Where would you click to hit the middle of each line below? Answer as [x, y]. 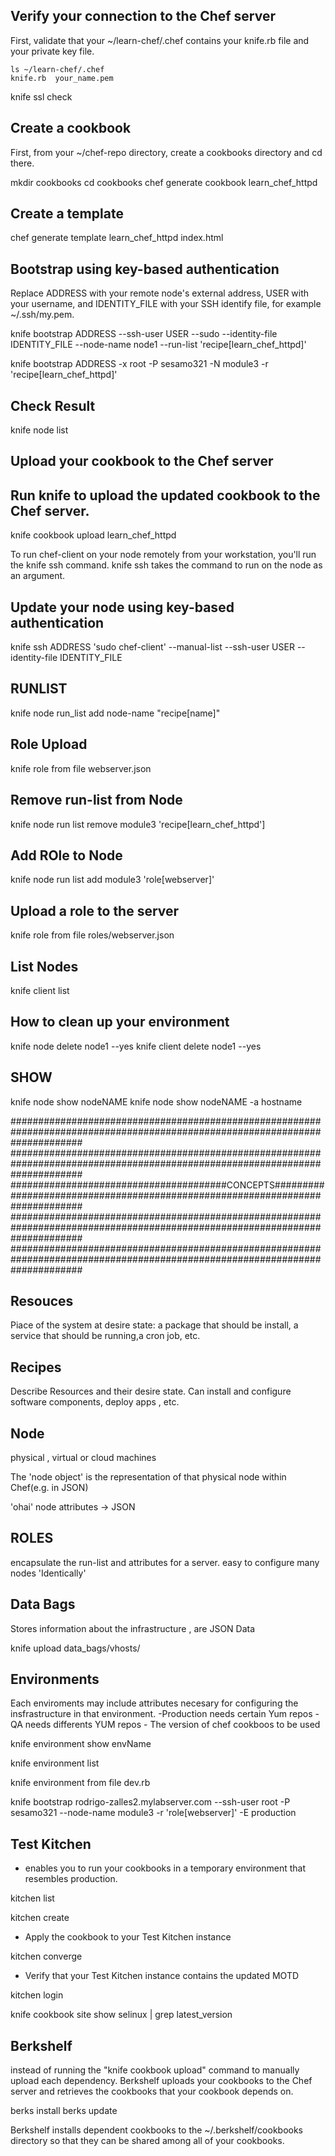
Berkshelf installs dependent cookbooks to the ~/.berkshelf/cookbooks [156, 2130]
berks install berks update [64, 2111]
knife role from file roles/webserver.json [92, 935]
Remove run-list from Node [96, 800]
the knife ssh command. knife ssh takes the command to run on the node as [166, 565]
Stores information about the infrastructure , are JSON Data [133, 1628]
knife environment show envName [81, 1744]
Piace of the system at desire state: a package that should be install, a [154, 1325]
